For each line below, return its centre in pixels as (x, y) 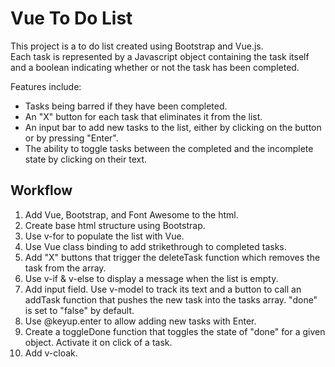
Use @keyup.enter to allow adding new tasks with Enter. (140, 321)
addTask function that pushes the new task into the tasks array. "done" (171, 299)
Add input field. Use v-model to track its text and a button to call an (163, 289)
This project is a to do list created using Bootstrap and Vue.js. (137, 46)
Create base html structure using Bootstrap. (115, 225)
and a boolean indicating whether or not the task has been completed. (155, 67)
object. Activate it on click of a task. (98, 342)
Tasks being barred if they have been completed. (126, 106)
